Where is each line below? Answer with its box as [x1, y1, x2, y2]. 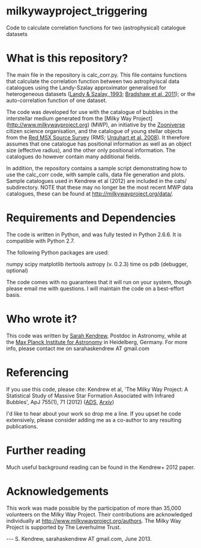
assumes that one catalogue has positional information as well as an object [6, 140, 192, 147]
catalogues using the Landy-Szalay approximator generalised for [6, 84, 167, 91]
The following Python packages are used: [6, 249, 109, 256]
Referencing [6, 366, 69, 379]
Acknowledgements [6, 484, 109, 498]
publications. [6, 423, 38, 430]
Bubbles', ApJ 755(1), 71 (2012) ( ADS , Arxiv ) [6, 398, 115, 405]
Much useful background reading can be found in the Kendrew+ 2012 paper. [6, 463, 196, 471]
